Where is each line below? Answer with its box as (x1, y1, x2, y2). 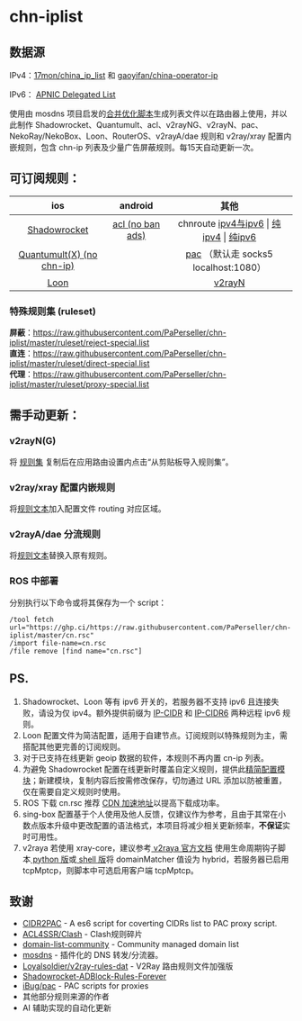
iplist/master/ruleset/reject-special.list (9, 338, 150, 348)
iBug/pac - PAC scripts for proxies (22, 980, 149, 991)
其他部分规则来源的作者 (22, 991, 110, 1002)
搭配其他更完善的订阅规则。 (22, 741, 126, 752)
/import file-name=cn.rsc (9, 638, 106, 647)
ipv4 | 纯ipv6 (201, 230, 257, 243)
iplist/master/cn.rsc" (9, 630, 94, 640)
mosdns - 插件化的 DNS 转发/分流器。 (22, 950, 164, 961)
